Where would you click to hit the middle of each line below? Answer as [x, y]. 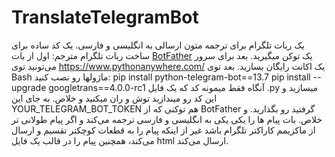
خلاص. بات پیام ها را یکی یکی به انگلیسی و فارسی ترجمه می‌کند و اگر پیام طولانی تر [167, 119]
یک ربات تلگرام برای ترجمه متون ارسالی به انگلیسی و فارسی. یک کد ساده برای [158, 45]
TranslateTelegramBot [105, 17]
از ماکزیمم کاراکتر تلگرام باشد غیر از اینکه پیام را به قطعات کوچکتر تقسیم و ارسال [163, 130]
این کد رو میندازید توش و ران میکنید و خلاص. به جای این [114, 98]
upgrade [29, 87]
